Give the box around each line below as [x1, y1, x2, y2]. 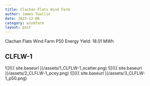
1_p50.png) [5, 75, 27, 81]
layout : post [5, 25, 31, 30]
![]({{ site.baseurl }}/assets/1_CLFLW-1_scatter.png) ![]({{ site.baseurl [5, 65, 142, 71]
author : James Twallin [5, 12, 51, 16]
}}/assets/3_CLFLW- [105, 70, 146, 76]
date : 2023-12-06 [5, 16, 40, 21]
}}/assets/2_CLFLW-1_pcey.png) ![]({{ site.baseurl [5, 70, 104, 76]
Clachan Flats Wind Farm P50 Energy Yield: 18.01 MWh [5, 38, 114, 44]
